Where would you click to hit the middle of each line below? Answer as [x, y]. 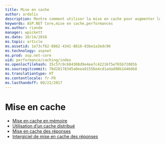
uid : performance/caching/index [38, 60]
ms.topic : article [24, 42]
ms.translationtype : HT [29, 74]
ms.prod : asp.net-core [28, 55]
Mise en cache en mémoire [40, 120]
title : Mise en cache [27, 10]
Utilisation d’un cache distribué [43, 126]
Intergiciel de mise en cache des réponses [55, 136]
